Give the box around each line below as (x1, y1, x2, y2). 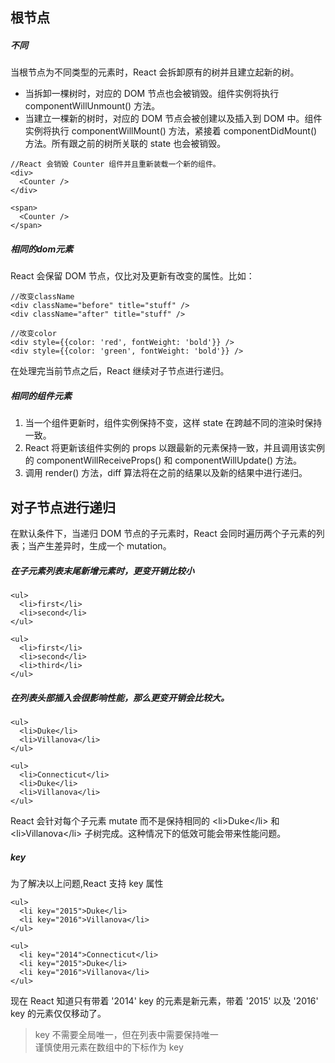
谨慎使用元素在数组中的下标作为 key (34, 1041, 184, 1053)
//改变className (10, 292, 75, 302)
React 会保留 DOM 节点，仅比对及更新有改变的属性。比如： (10, 270, 255, 282)
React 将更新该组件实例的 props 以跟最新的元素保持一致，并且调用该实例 (24, 442, 326, 454)
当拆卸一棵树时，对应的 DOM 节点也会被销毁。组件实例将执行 (24, 88, 280, 100)
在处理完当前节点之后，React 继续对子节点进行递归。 (10, 365, 230, 377)
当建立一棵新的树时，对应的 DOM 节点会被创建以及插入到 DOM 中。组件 (24, 113, 323, 125)
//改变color (10, 329, 57, 339)
